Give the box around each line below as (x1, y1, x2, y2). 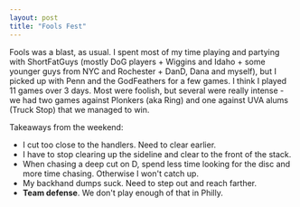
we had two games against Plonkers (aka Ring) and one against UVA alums (9, 94, 289, 105)
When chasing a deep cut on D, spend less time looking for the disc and (22, 158, 291, 169)
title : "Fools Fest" (9, 22, 88, 31)
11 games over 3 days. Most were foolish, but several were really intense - (9, 85, 285, 96)
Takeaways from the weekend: (9, 121, 124, 132)
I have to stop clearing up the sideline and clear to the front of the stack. (22, 148, 292, 159)
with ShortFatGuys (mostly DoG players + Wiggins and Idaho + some (9, 56, 266, 67)
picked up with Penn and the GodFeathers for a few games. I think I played (9, 75, 287, 86)
